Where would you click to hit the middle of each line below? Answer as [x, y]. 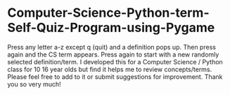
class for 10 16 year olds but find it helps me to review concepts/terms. [110, 69]
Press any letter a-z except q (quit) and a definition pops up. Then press [112, 47]
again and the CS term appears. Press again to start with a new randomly [113, 54]
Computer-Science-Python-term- [108, 13]
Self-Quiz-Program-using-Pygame [111, 28]
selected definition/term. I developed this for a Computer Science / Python [115, 61]
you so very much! [34, 84]
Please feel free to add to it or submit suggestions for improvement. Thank [115, 76]
